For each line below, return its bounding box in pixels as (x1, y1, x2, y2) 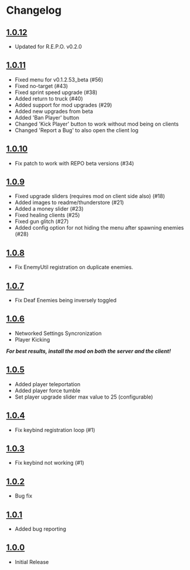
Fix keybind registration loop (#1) (14, 426, 96, 433)
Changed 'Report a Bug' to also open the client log (14, 126, 138, 134)
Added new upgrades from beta (14, 108, 93, 115)
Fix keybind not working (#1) (14, 459, 84, 466)
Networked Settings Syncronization (14, 330, 102, 337)
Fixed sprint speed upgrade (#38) (14, 89, 98, 96)
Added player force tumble (14, 387, 81, 394)
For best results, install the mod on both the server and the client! (6, 347, 171, 355)
